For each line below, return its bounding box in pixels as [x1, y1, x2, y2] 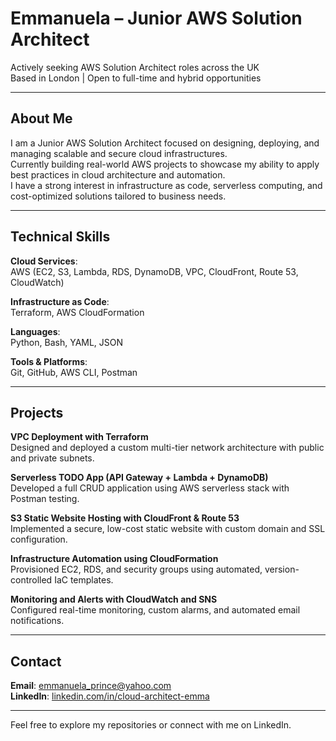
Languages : [10, 325, 61, 337]
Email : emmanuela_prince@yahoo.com [10, 680, 172, 692]
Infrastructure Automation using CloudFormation [10, 553, 219, 565]
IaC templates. [54, 574, 114, 586]
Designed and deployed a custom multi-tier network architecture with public [10, 442, 325, 454]
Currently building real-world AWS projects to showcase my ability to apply [10, 158, 320, 170]
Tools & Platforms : [10, 355, 88, 367]
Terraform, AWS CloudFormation [10, 306, 145, 318]
